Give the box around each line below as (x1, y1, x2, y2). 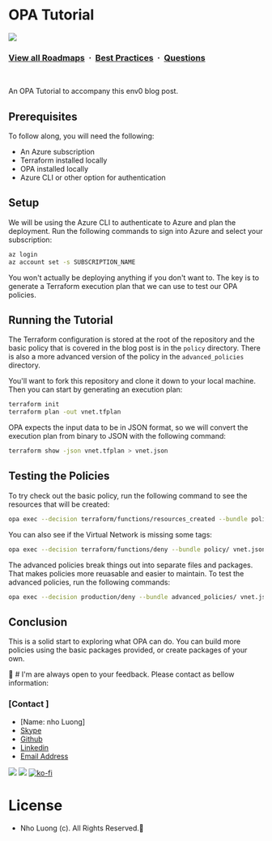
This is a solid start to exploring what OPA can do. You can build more (8, 637, 241, 647)
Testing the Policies (8, 469, 110, 483)
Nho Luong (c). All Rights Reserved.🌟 (19, 823, 144, 833)
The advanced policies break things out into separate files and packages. (8, 560, 253, 570)
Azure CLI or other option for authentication (19, 172, 166, 183)
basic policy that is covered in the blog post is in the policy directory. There (8, 343, 261, 353)
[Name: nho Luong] (19, 716, 86, 726)
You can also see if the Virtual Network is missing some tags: (8, 529, 213, 539)
